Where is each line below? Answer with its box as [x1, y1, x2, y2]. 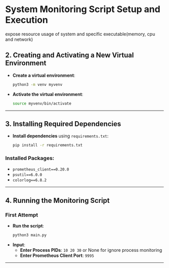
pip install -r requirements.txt [12, 143, 83, 148]
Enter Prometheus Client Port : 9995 [20, 252, 95, 258]
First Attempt [5, 211, 39, 218]
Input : [12, 242, 26, 248]
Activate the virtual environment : [12, 91, 83, 97]
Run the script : [12, 223, 44, 229]
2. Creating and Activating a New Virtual [5, 51, 134, 60]
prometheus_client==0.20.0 [12, 167, 69, 172]
